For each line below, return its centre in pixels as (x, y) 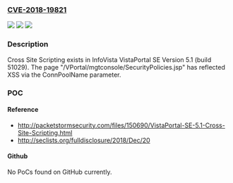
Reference (23, 110)
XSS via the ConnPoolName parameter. (64, 75)
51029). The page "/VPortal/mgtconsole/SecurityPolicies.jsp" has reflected (116, 67)
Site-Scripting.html (45, 132)
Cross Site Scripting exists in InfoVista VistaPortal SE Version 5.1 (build (109, 59)
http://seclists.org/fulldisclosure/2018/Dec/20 (84, 140)
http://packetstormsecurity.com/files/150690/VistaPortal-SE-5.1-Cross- (121, 125)
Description (28, 44)
